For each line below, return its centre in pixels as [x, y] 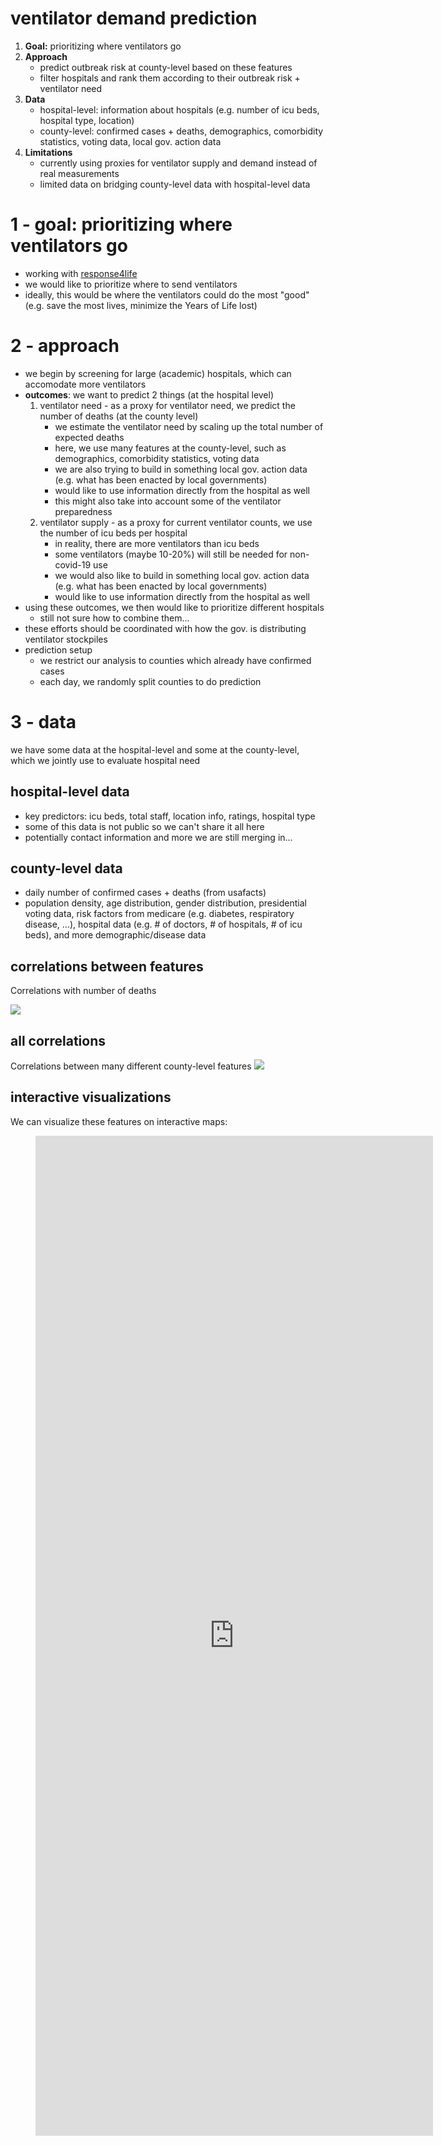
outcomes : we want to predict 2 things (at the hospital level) [149, 394]
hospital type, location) [87, 120]
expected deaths [89, 437]
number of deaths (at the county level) [119, 416]
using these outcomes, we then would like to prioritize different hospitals [174, 607]
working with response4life [81, 273]
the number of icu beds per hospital [113, 533]
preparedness [83, 511]
